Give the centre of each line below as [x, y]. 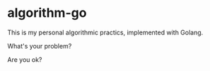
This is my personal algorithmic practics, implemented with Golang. [105, 32]
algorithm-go [47, 13]
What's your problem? [40, 46]
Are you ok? [25, 59]
